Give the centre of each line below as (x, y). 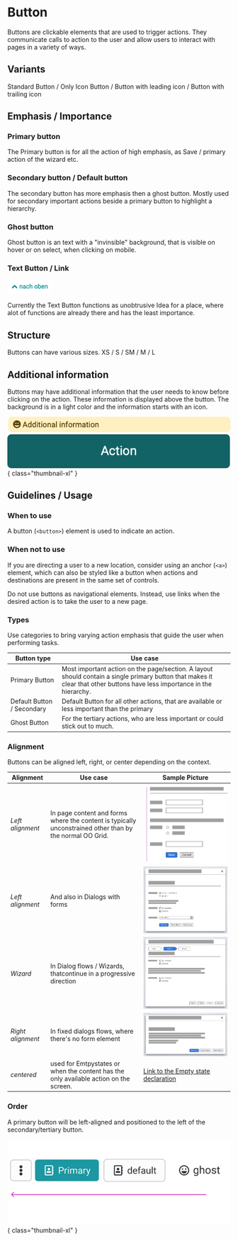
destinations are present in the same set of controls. (83, 580)
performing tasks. (33, 642)
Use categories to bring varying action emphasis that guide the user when (115, 635)
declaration (160, 1079)
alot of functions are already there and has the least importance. (101, 313)
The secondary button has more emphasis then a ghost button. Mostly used (118, 193)
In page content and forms (89, 812)
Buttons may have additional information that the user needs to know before (118, 392)
